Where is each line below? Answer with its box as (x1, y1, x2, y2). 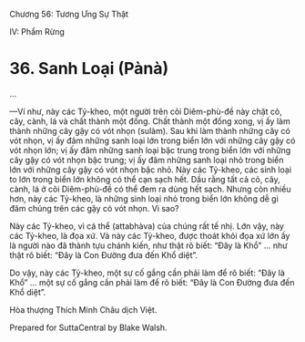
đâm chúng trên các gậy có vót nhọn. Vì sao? (9, 202, 179, 213)
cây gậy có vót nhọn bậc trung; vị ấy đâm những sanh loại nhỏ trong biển (9, 154, 284, 165)
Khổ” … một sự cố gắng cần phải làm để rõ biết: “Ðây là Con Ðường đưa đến (9, 276, 295, 287)
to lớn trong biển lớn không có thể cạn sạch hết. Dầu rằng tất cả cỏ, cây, (9, 173, 280, 184)
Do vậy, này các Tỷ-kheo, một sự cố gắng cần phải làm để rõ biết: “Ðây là (9, 267, 285, 278)
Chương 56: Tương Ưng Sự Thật (9, 9, 129, 19)
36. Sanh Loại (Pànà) (9, 58, 169, 79)
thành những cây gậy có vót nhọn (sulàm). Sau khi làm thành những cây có (9, 125, 291, 136)
